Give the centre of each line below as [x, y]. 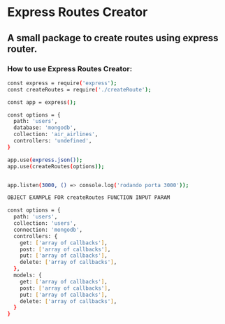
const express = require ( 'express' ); [62, 83]
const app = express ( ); [42, 102]
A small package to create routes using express [113, 38]
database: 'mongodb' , [45, 128]
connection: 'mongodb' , [48, 230]
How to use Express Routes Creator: [70, 68]
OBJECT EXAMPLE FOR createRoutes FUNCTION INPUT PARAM [89, 198]
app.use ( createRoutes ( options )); [56, 166]
